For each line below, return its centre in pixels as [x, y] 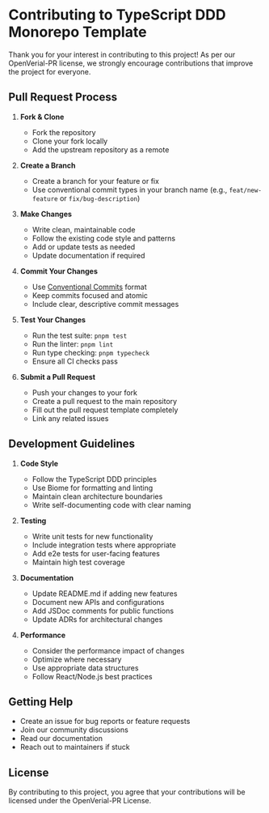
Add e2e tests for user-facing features [96, 553]
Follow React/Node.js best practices [92, 676]
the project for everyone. [50, 71]
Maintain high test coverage [78, 562]
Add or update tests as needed [84, 247]
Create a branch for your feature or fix [96, 181]
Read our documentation [61, 739]
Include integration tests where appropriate [104, 545]
